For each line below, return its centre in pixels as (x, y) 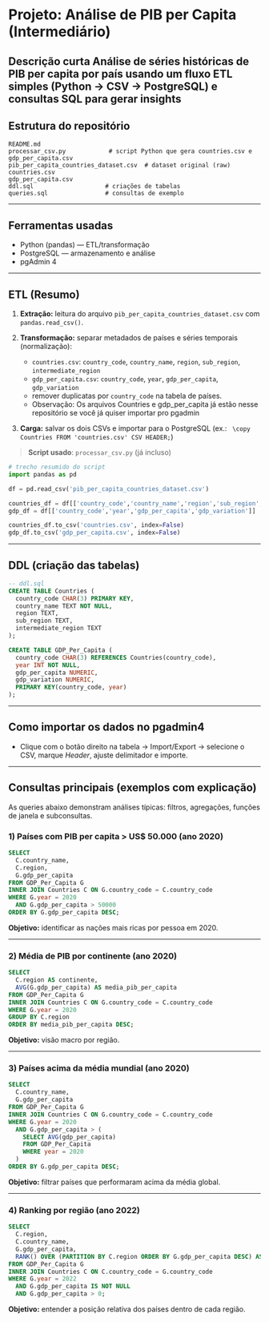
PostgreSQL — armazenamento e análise (88, 253)
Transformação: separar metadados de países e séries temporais (129, 338)
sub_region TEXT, (44, 621)
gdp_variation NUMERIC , (55, 680)
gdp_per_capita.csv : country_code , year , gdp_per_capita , (125, 379)
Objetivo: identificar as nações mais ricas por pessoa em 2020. (113, 927)
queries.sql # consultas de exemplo (96, 194)
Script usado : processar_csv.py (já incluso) (100, 452)
